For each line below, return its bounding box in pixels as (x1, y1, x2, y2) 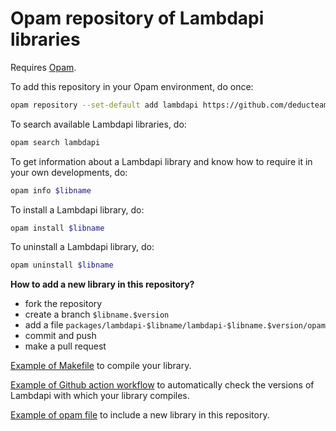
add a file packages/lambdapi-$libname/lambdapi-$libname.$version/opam (24, 319, 326, 331)
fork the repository (24, 298, 103, 310)
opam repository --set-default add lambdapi (10, 100, 199, 110)
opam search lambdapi (10, 137, 101, 147)
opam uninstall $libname (10, 260, 114, 271)
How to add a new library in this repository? (10, 278, 195, 291)
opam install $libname (10, 223, 105, 233)
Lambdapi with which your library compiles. (10, 390, 190, 402)
